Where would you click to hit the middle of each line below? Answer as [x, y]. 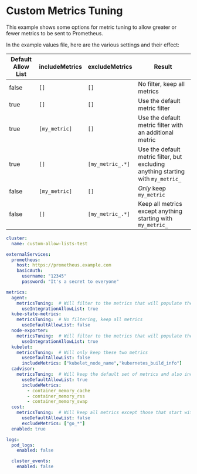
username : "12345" [44, 276]
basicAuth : [30, 271]
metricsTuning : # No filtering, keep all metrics [80, 320]
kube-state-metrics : [36, 314]
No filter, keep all [161, 84]
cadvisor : [23, 369]
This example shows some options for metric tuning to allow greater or [91, 27]
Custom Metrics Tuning [64, 11]
